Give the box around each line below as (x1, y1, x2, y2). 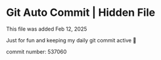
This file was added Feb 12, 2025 (6, 25, 87, 32)
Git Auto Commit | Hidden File (6, 6, 156, 19)
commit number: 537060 (6, 48, 67, 55)
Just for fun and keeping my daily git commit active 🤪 (6, 36, 137, 44)
